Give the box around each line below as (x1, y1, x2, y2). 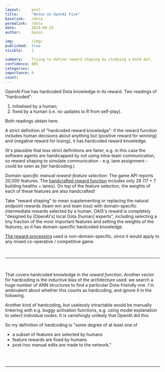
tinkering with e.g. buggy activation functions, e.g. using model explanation (5, 307, 157, 313)
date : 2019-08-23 (5, 26, 54, 30)
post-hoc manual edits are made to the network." (12, 342, 112, 347)
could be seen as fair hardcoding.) (5, 163, 75, 169)
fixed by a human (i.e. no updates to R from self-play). (12, 108, 122, 114)
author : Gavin (5, 30, 43, 35)
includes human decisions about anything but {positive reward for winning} (5, 133, 157, 138)
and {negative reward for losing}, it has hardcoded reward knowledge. (5, 138, 147, 144)
